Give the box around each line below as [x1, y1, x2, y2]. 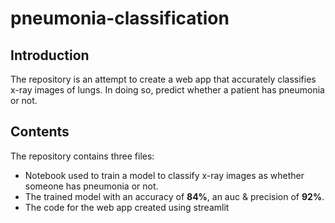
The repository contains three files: [10, 150, 155, 162]
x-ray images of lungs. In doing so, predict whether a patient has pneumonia [10, 84, 325, 96]
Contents [10, 123, 70, 141]
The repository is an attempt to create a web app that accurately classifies [10, 73, 317, 85]
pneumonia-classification [10, 7, 230, 30]
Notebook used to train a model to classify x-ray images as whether [24, 169, 305, 181]
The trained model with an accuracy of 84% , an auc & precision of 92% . [24, 190, 325, 202]
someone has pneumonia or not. [24, 180, 159, 192]
